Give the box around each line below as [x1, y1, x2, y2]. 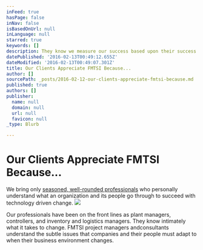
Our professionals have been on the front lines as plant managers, [6, 211, 171, 219]
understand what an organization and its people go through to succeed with [6, 192, 196, 200]
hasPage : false [6, 15, 45, 21]
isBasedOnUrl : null [6, 25, 56, 32]
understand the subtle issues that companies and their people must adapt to [6, 231, 197, 238]
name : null [12, 99, 39, 105]
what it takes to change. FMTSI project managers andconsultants [6, 224, 169, 231]
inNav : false [6, 20, 39, 26]
